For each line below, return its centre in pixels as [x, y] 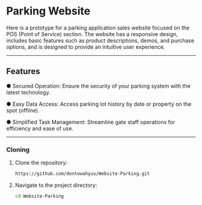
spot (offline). [23, 110]
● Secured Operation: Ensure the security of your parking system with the [98, 86]
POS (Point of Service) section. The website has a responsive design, [92, 34]
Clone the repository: [41, 163]
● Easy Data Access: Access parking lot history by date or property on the [99, 104]
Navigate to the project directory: [56, 185]
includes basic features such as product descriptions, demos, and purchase [100, 40]
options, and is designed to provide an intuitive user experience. [86, 47]
